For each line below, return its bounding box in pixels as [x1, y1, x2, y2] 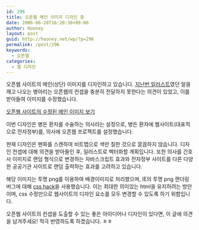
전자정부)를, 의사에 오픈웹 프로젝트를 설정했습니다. [17, 128, 134, 135]
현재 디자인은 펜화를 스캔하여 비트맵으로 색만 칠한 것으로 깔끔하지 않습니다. [6, 140, 179, 148]
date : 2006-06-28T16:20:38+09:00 [6, 20, 89, 25]
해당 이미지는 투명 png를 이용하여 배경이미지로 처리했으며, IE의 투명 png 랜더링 [6, 175, 189, 183]
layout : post [6, 31, 39, 37]
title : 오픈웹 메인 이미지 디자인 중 [6, 14, 85, 20]
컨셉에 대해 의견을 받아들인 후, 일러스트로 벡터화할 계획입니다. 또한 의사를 [12, 148, 182, 155]
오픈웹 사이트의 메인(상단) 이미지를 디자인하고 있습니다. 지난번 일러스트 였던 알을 [6, 81, 191, 88]
